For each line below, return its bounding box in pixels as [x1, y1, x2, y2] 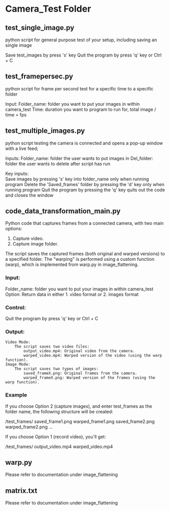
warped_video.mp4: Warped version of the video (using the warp [23, 353, 162, 358]
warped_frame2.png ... [5, 424, 53, 430]
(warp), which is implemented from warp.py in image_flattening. [5, 261, 139, 267]
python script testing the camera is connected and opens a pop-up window [5, 140, 163, 146]
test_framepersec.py [5, 72, 74, 81]
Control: [5, 304, 26, 311]
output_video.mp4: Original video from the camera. [23, 349, 135, 354]
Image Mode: [5, 362, 30, 367]
